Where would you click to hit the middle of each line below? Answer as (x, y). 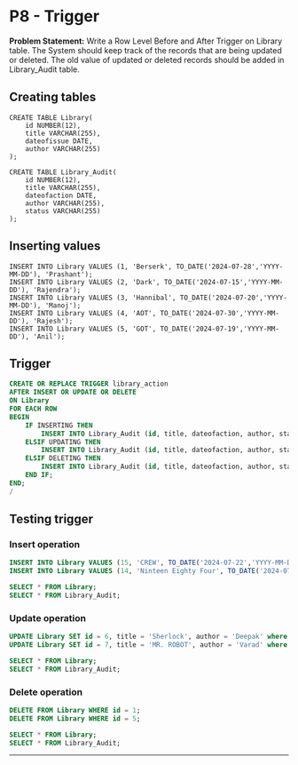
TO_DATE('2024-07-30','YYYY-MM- (220, 313)
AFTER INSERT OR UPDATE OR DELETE (73, 393)
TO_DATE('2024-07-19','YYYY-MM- (220, 329)
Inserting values (55, 246)
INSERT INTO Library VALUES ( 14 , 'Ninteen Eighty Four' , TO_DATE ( (134, 571)
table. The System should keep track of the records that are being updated (145, 50)
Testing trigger (51, 519)
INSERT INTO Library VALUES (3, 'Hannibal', (93, 298)
